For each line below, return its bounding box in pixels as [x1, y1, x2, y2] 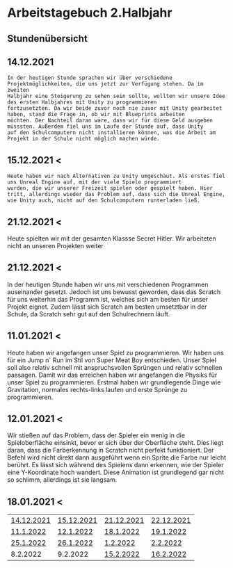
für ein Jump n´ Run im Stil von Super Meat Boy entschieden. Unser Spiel [7, 356, 217, 364]
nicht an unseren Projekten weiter [7, 242, 104, 250]
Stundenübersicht [7, 33, 88, 44]
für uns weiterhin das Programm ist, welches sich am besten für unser [7, 295, 209, 303]
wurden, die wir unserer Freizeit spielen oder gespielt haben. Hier [7, 185, 214, 192]
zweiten [7, 87, 30, 94]
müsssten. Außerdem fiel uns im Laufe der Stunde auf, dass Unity [7, 123, 204, 130]
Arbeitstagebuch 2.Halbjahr [7, 5, 172, 21]
